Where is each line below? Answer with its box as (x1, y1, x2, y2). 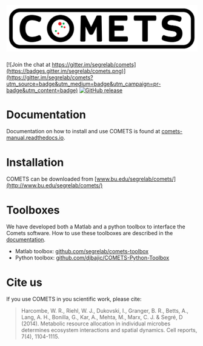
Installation (6, 155, 64, 169)
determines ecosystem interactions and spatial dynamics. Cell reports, (21, 327, 198, 334)
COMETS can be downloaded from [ (6, 175, 97, 183)
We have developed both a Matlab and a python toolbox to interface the (6, 223, 186, 230)
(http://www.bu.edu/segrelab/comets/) (6, 182, 103, 189)
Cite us (6, 275, 42, 289)
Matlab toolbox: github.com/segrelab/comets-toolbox (15, 248, 149, 255)
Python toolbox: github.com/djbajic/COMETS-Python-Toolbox (15, 254, 170, 262)
